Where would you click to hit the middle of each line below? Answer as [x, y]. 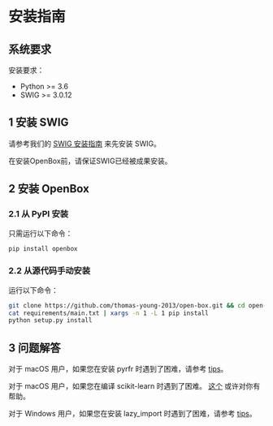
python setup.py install [50, 321]
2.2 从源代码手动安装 [50, 271]
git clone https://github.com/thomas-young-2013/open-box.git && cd [127, 305]
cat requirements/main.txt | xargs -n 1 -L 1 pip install [108, 313]
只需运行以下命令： [41, 233]
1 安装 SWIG [39, 123]
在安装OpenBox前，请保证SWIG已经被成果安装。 [90, 161]
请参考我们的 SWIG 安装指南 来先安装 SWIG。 [84, 144]
